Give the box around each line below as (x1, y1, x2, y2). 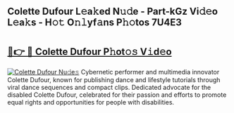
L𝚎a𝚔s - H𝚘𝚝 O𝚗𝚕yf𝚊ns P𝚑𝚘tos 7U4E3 (7, 17, 182, 29)
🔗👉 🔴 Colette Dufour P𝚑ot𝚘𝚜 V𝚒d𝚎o (7, 46, 172, 58)
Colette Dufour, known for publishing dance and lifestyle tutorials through (7, 76, 221, 84)
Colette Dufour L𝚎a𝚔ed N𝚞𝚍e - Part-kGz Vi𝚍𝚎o (7, 6, 218, 18)
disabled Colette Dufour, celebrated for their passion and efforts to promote (7, 91, 227, 99)
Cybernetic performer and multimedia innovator (80, 68, 220, 76)
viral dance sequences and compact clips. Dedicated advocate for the (7, 84, 211, 91)
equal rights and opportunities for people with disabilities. (7, 98, 175, 106)
